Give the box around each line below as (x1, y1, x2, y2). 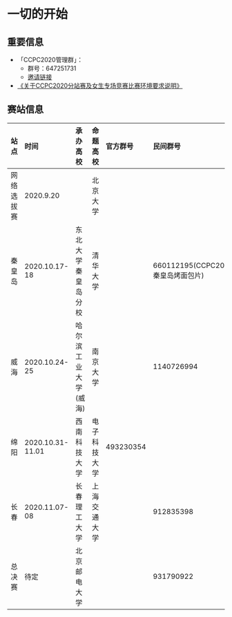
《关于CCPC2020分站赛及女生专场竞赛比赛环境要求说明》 (17, 82, 183, 90)
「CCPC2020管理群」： (17, 56, 84, 64)
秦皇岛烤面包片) (153, 270, 204, 280)
